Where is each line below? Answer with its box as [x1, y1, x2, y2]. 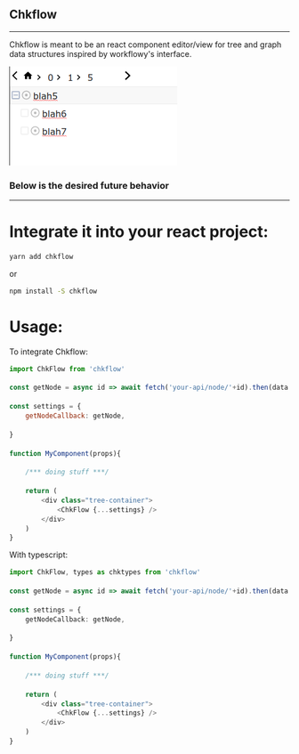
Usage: [9, 316, 64, 336]
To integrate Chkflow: [9, 346, 89, 357]
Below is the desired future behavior [9, 179, 169, 191]
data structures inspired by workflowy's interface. [9, 48, 192, 59]
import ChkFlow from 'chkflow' [9, 364, 125, 373]
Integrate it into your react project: [9, 222, 269, 242]
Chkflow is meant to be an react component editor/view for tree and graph [9, 39, 282, 50]
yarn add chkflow [9, 253, 74, 262]
